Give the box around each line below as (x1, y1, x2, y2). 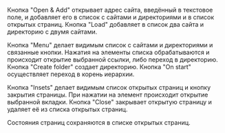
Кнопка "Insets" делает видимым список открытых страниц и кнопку (7, 84, 211, 91)
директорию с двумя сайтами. (7, 27, 98, 36)
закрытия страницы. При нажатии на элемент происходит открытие (7, 90, 208, 99)
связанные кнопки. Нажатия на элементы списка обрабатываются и (7, 48, 210, 56)
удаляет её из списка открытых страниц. (7, 106, 128, 113)
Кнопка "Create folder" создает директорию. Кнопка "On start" (7, 63, 191, 71)
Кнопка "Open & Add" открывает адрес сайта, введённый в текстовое (7, 6, 213, 14)
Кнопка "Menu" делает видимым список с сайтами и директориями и (7, 41, 213, 49)
